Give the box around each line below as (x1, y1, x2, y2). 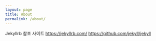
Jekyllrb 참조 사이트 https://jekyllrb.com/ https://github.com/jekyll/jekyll (5, 31, 151, 37)
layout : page (5, 7, 32, 12)
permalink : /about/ (5, 16, 46, 21)
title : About (5, 12, 32, 17)
